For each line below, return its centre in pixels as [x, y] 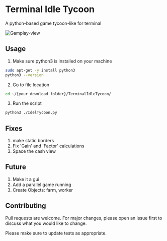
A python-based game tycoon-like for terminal [53, 23]
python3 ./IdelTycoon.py [31, 113]
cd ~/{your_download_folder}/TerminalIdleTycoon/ [58, 94]
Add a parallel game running [42, 185]
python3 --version [24, 75]
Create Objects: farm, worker [43, 190]
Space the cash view [34, 151]
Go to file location [31, 85]
